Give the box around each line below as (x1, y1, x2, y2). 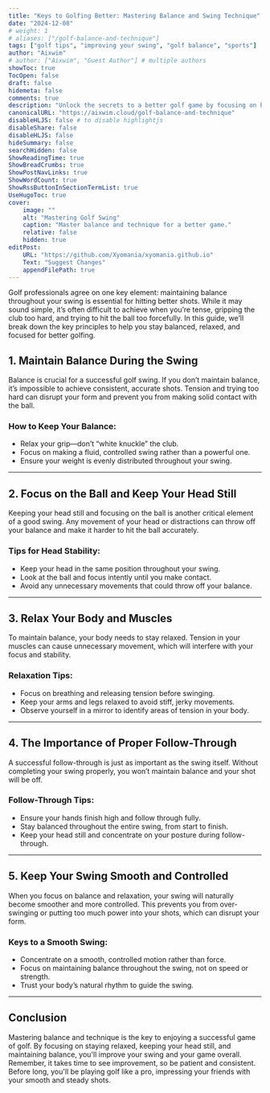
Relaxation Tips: (8, 670, 73, 682)
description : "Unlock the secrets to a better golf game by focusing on (8, 101, 257, 109)
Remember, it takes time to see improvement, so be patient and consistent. (8, 1058, 256, 1067)
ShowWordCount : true (8, 176, 78, 185)
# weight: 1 (8, 27, 48, 35)
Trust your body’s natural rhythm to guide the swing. (19, 980, 194, 989)
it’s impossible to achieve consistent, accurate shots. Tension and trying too (8, 383, 260, 394)
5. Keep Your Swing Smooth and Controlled (8, 870, 229, 883)
